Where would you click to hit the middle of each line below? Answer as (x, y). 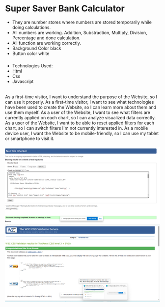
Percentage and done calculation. (46, 38)
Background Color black (37, 48)
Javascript (23, 82)
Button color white (31, 53)
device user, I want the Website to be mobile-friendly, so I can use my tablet (82, 133)
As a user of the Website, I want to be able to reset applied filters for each (80, 123)
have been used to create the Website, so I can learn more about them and (81, 107)
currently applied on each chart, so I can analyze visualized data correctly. (81, 117)
